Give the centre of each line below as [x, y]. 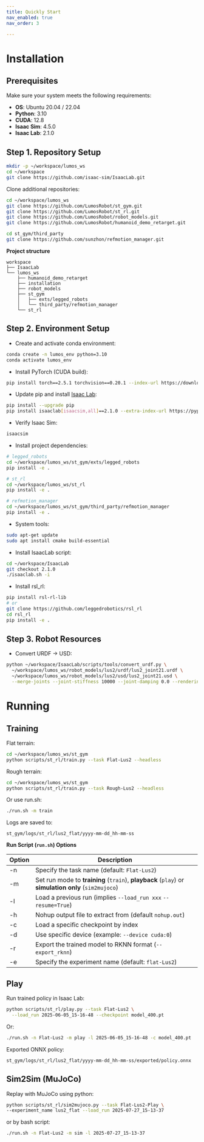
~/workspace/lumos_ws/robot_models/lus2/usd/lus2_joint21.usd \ [95, 676]
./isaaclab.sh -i [28, 575]
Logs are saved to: [29, 822]
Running [28, 706]
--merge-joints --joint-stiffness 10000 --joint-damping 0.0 [91, 682]
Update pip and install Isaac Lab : [56, 394]
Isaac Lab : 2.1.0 [35, 133]
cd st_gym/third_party [35, 234]
